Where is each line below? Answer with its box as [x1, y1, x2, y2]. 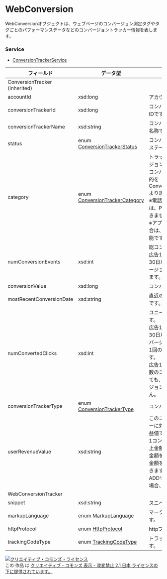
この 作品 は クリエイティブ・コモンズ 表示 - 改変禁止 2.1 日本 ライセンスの [5, 563, 158, 569]
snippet [7, 499, 25, 506]
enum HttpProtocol [78, 525, 123, 532]
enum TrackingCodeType [78, 539, 137, 546]
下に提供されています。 [5, 569, 53, 575]
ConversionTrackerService [12, 57, 67, 63]
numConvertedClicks [7, 350, 57, 357]
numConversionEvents [7, 258, 61, 265]
